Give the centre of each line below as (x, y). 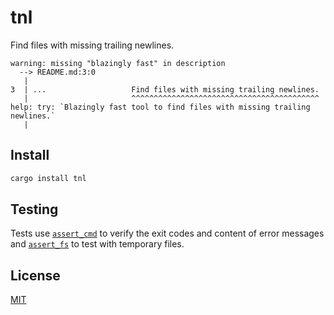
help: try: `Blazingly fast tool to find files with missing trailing (160, 107)
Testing (34, 209)
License (35, 275)
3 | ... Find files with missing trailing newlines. (165, 89)
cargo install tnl (48, 178)
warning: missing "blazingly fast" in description (118, 63)
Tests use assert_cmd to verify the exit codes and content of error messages (167, 233)
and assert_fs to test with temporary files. (97, 244)
